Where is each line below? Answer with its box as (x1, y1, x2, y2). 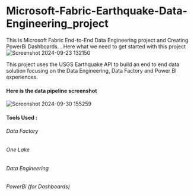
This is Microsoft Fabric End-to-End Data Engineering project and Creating (6, 36, 189, 43)
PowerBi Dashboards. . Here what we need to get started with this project (6, 43, 186, 50)
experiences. (6, 73, 39, 80)
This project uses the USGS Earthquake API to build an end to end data (6, 61, 180, 68)
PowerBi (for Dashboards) (6, 183, 70, 190)
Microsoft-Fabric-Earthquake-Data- (6, 4, 188, 18)
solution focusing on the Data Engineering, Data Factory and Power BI (6, 67, 177, 74)
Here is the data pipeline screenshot (6, 87, 97, 94)
